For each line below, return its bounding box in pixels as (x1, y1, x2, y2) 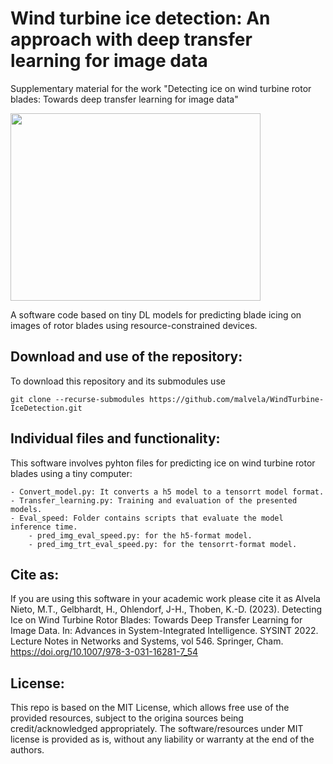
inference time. (10, 522, 78, 532)
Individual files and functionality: (10, 430, 221, 447)
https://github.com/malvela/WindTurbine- (148, 394, 325, 404)
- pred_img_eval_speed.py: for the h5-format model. (28, 530, 253, 541)
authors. (10, 744, 45, 756)
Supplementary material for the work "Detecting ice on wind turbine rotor (10, 82, 312, 94)
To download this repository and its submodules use (10, 375, 226, 387)
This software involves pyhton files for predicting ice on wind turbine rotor (10, 457, 316, 469)
